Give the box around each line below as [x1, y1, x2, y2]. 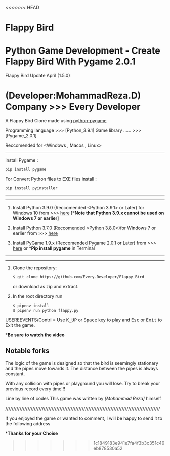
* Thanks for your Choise [5, 430, 58, 436]
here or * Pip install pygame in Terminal [12, 245, 95, 251]
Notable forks [5, 346, 50, 355]
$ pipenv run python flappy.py [12, 308, 79, 313]
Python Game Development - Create [5, 45, 160, 57]
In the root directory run [12, 293, 63, 299]
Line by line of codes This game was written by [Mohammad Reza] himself [5, 396, 161, 402]
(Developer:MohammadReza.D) [5, 90, 141, 102]
